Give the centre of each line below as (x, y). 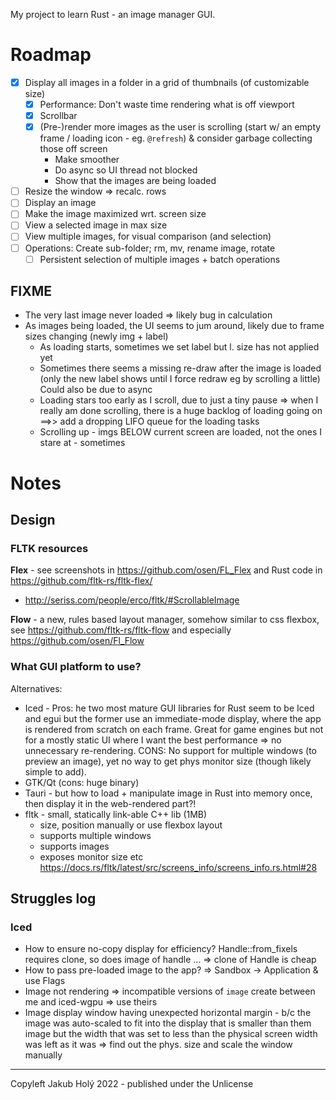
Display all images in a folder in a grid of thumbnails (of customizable (167, 82)
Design (33, 520)
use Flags (45, 981)
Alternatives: (36, 688)
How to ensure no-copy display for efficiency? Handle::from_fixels (161, 949)
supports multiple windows (95, 835)
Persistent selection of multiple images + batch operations (160, 259)
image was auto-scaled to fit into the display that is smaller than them (168, 1023)
